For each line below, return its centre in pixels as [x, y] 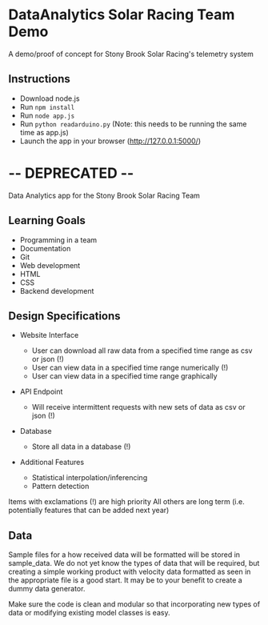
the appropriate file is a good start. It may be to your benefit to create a [125, 580]
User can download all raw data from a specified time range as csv [142, 351]
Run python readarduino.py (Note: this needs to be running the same [133, 124]
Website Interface [49, 335]
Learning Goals [47, 220]
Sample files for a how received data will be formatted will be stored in [124, 555]
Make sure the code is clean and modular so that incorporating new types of [134, 604]
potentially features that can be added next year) [89, 511]
